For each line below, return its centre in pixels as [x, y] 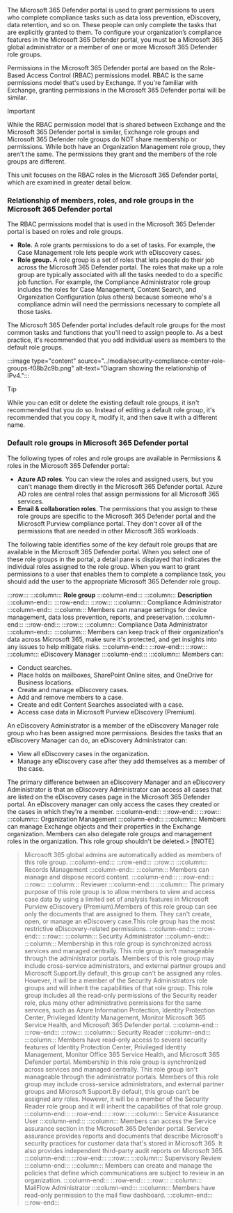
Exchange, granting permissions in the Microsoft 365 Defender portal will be [116, 90]
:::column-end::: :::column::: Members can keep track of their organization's [115, 632]
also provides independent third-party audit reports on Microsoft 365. [124, 1150]
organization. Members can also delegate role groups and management [110, 834]
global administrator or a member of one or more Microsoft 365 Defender [112, 47]
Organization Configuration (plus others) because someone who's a [114, 297]
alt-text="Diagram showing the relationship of [141, 368]
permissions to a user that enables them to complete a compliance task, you [116, 574]
